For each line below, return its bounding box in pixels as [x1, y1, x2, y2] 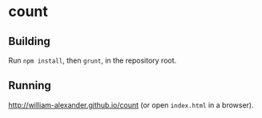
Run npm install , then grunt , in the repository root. [8, 55, 177, 65]
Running [8, 79, 52, 92]
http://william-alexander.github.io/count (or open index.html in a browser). [8, 100, 254, 110]
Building [8, 35, 50, 48]
